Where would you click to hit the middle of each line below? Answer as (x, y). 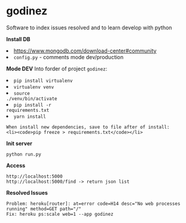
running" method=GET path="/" (44, 209)
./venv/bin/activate (32, 99)
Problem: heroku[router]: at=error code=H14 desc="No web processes (93, 204)
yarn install (30, 117)
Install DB (19, 39)
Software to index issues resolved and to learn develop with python (89, 28)
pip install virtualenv (43, 81)
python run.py (24, 154)
